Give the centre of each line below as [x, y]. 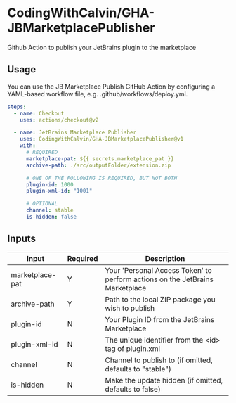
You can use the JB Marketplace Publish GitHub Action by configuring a [111, 87]
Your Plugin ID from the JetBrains [160, 319]
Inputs [22, 239]
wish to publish [130, 308]
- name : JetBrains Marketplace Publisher [75, 133]
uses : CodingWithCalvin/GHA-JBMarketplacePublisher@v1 [102, 139]
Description [165, 258]
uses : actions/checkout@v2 [59, 120]
